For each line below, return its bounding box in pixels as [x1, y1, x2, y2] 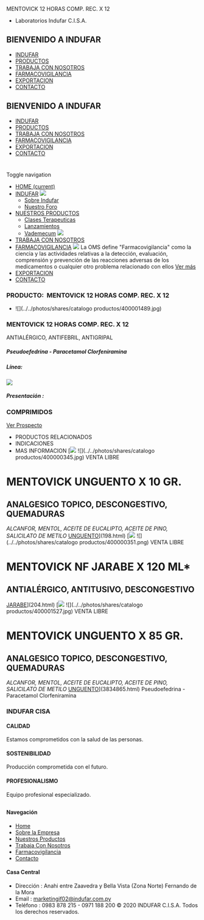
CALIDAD [6, 722, 30, 730]
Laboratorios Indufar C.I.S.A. [15, 17, 87, 24]
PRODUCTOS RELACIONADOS [15, 433, 93, 441]
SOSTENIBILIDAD [6, 750, 51, 757]
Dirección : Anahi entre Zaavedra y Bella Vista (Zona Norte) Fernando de [15, 882, 197, 889]
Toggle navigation [6, 171, 52, 178]
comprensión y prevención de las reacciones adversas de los [15, 256, 169, 264]
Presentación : [6, 392, 44, 400]
